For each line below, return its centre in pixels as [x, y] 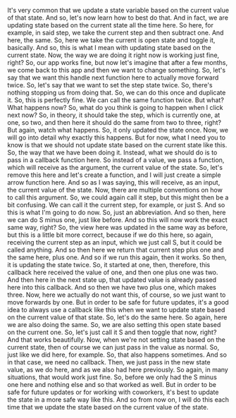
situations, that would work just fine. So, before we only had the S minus [112, 377]
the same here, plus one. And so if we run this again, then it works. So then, [117, 257]
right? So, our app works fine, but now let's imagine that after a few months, [117, 62]
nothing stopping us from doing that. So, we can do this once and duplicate [117, 92]
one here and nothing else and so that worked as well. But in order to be [112, 385]
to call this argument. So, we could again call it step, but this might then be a [118, 197]
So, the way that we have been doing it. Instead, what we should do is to [112, 152]
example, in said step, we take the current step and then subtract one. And [116, 32]
